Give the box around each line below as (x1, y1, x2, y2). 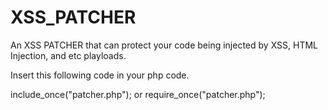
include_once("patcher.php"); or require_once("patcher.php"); (10, 88, 266, 100)
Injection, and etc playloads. (10, 49, 127, 61)
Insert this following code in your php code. (10, 69, 190, 81)
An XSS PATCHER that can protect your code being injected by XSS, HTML (10, 39, 318, 51)
